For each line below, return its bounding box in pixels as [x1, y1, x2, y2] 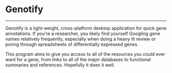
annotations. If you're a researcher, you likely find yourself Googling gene [5, 30, 160, 36]
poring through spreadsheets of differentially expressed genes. [5, 41, 139, 47]
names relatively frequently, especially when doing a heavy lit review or [5, 35, 156, 42]
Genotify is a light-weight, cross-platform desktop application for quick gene [5, 25, 167, 31]
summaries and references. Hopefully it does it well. [5, 62, 115, 68]
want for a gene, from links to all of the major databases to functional [5, 56, 151, 62]
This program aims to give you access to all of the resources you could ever [5, 51, 165, 57]
